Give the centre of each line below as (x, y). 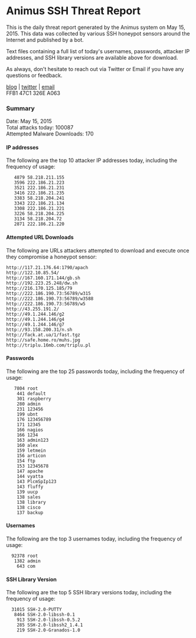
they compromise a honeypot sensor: (52, 257)
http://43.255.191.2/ (33, 309)
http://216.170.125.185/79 (39, 288)
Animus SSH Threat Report (73, 11)
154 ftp (26, 461)
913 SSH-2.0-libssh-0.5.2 (49, 620)
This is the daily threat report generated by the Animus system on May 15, (96, 27)
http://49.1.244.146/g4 (35, 319)
